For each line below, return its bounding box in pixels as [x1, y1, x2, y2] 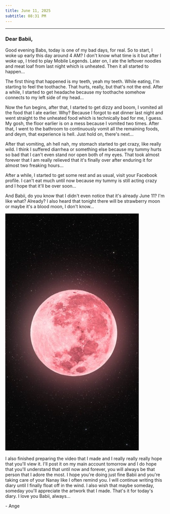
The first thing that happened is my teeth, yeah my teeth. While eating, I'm [5, 78, 160, 84]
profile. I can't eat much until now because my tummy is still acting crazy [5, 177, 157, 183]
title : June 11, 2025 [5, 8, 51, 13]
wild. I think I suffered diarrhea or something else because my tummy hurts [5, 146, 162, 152]
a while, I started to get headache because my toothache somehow [5, 89, 146, 95]
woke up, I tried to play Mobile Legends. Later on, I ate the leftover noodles [5, 58, 162, 64]
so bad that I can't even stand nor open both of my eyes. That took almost [5, 152, 160, 158]
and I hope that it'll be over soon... [5, 182, 77, 189]
